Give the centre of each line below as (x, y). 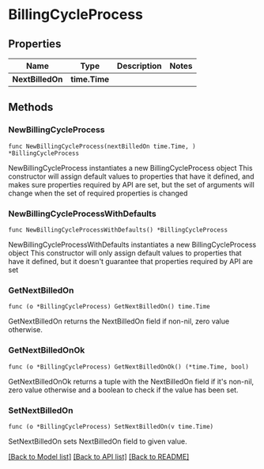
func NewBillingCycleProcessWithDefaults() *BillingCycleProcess (118, 230)
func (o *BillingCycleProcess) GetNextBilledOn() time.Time (109, 307)
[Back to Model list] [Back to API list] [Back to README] (99, 456)
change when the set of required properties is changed (98, 193)
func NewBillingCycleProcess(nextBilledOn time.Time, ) (102, 146)
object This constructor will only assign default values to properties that (125, 253)
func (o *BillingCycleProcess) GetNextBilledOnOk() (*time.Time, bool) (128, 367)
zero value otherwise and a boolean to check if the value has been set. (123, 390)
